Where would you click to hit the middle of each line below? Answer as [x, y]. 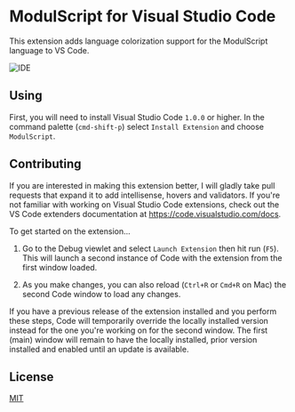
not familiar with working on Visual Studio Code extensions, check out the [144, 204]
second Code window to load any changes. [101, 294]
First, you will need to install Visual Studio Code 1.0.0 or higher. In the [137, 117]
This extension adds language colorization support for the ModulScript [139, 41]
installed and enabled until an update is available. [99, 349]
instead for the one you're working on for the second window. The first [139, 330]
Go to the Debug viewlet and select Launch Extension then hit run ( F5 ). [151, 248]
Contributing [45, 164]
